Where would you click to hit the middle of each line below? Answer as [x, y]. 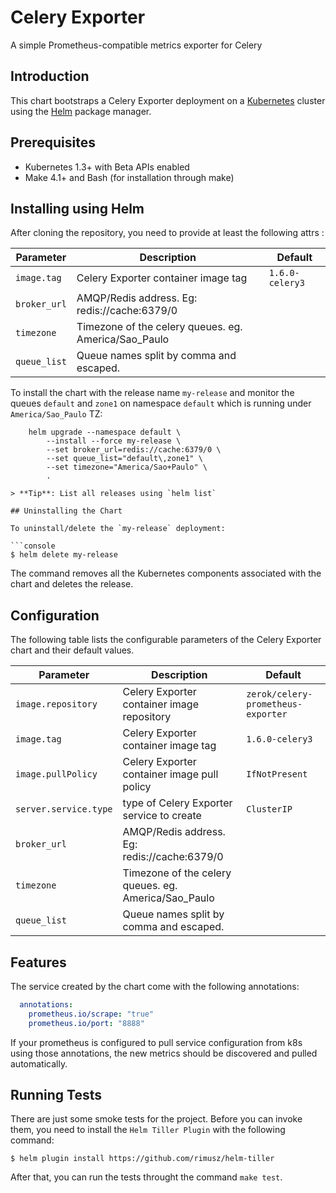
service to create [162, 816]
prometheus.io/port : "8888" [86, 1023]
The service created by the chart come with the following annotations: [155, 986]
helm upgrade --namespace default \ [105, 432]
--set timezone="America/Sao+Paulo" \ [127, 467]
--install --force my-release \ [114, 441]
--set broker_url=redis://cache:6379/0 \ [134, 450]
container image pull [170, 774]
